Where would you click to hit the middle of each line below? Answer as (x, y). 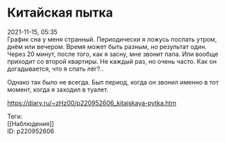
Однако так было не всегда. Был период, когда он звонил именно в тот (113, 82)
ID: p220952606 (31, 131)
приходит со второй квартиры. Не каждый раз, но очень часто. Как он (112, 61)
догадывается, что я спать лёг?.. (55, 69)
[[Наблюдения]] (31, 123)
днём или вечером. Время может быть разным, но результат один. (107, 46)
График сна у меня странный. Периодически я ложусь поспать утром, (112, 39)
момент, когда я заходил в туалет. (58, 89)
